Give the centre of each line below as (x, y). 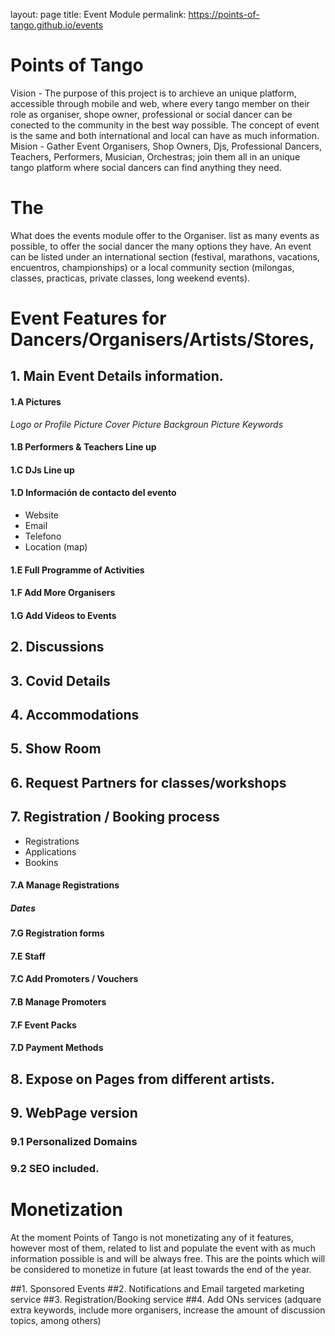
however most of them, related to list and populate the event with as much (163, 1248)
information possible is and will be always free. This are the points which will (168, 1258)
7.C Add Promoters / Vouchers (74, 979)
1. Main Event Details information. (117, 376)
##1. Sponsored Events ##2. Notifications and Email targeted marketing (157, 1288)
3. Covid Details (60, 680)
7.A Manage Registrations (65, 885)
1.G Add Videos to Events (63, 615)
